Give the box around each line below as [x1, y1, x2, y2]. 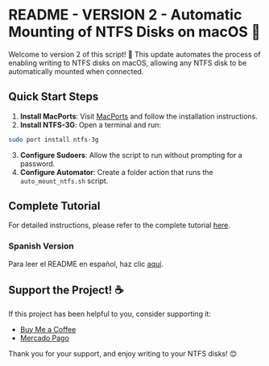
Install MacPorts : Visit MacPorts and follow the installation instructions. [19, 111, 258, 121]
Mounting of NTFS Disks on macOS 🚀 [8, 23, 261, 41]
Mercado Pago [19, 333, 70, 343]
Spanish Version [8, 240, 74, 252]
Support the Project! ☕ [8, 284, 124, 297]
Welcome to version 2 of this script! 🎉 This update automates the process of [8, 49, 261, 59]
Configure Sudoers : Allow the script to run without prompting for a [19, 150, 243, 160]
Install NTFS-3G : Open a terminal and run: [19, 119, 162, 130]
